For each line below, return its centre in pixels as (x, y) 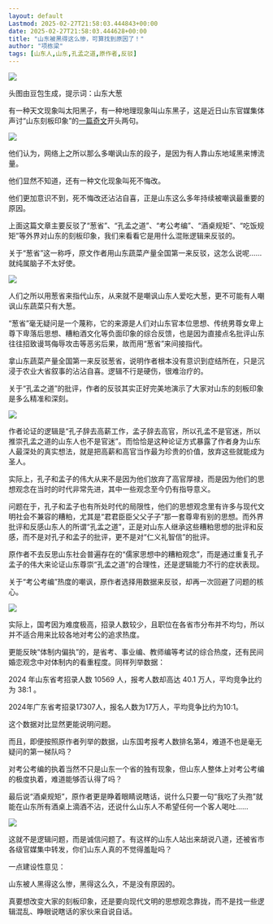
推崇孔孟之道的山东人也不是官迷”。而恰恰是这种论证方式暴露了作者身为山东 (135, 441)
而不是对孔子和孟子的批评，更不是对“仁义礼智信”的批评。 (118, 537)
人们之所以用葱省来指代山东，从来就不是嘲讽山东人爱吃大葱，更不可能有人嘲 (136, 296)
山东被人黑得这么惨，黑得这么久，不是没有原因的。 (94, 884)
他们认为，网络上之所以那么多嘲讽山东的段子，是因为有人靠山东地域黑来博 (133, 153)
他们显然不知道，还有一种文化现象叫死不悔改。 (87, 181)
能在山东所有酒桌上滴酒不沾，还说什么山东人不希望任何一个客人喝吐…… (129, 806)
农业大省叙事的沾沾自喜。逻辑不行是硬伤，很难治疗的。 (115, 371)
